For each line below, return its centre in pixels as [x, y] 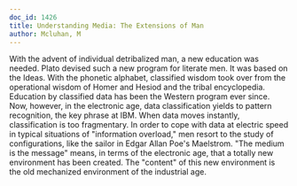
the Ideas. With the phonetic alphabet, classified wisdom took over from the [148, 78]
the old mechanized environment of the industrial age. [108, 172]
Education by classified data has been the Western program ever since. [140, 97]
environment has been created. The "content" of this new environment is [142, 163]
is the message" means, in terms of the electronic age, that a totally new [141, 153]
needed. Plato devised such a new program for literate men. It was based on [148, 68]
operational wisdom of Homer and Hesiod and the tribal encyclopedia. [137, 87]
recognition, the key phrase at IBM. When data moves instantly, [125, 115]
